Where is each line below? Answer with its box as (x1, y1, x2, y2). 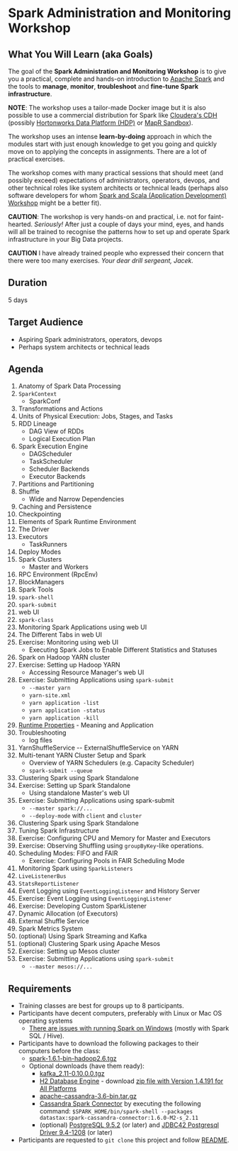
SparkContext (18, 391, 57, 398)
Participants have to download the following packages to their (18, 1039, 199, 1047)
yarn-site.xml (28, 692, 71, 699)
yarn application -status (28, 707, 106, 714)
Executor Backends (28, 472, 86, 481)
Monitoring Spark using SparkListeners (18, 864, 133, 873)
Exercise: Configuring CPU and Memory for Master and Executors (18, 834, 211, 843)
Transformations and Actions (18, 404, 103, 413)
